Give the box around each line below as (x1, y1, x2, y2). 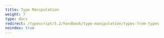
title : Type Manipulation (5, 7, 59, 12)
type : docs (5, 16, 28, 21)
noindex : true (5, 26, 35, 31)
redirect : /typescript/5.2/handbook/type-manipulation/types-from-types (5, 21, 160, 26)
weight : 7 (5, 12, 26, 17)
